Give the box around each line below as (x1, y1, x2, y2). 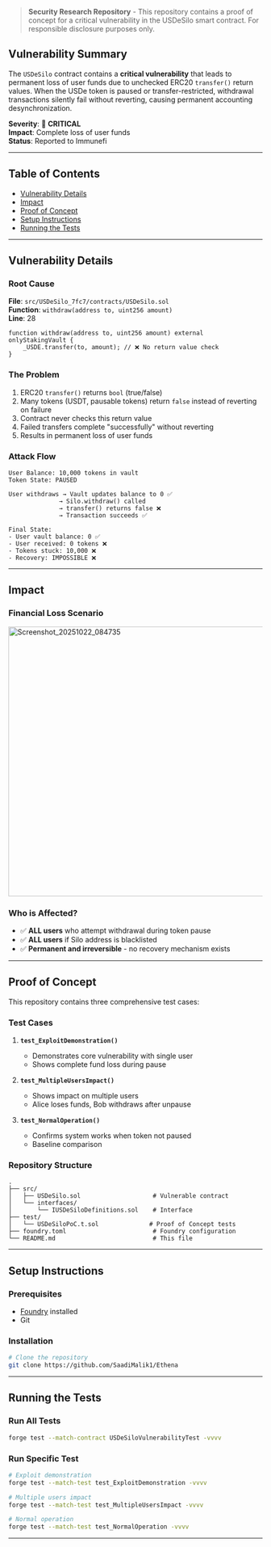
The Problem (8, 369, 60, 381)
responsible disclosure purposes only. (27, 24, 156, 33)
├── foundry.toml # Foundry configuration (8, 1228, 236, 1236)
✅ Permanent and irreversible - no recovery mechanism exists (19, 943, 231, 953)
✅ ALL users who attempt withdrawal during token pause (19, 925, 211, 935)
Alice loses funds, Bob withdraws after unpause (31, 1099, 192, 1109)
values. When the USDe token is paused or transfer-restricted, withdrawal (8, 86, 254, 95)
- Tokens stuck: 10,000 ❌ (8, 546, 97, 554)
